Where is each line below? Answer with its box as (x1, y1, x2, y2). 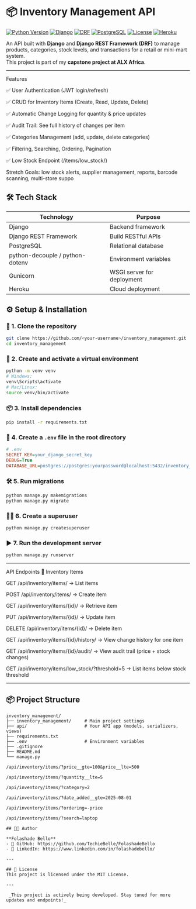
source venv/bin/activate (6, 390, 69, 395)
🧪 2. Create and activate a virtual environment (6, 355, 139, 363)
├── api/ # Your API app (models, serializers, (6, 724, 179, 729)
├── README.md (6, 749, 41, 755)
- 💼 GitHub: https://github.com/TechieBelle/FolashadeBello (6, 841, 156, 847)
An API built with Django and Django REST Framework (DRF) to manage (6, 40, 180, 47)
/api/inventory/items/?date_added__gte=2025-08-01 (6, 795, 132, 801)
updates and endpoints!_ (6, 897, 66, 903)
